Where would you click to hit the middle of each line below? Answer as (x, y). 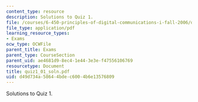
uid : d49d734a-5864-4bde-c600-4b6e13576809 (60, 77)
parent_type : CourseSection (41, 55)
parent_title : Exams (32, 50)
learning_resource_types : (38, 33)
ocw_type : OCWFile (29, 45)
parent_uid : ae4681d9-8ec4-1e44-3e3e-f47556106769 (70, 60)
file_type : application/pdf (41, 28)
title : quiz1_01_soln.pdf (38, 72)
